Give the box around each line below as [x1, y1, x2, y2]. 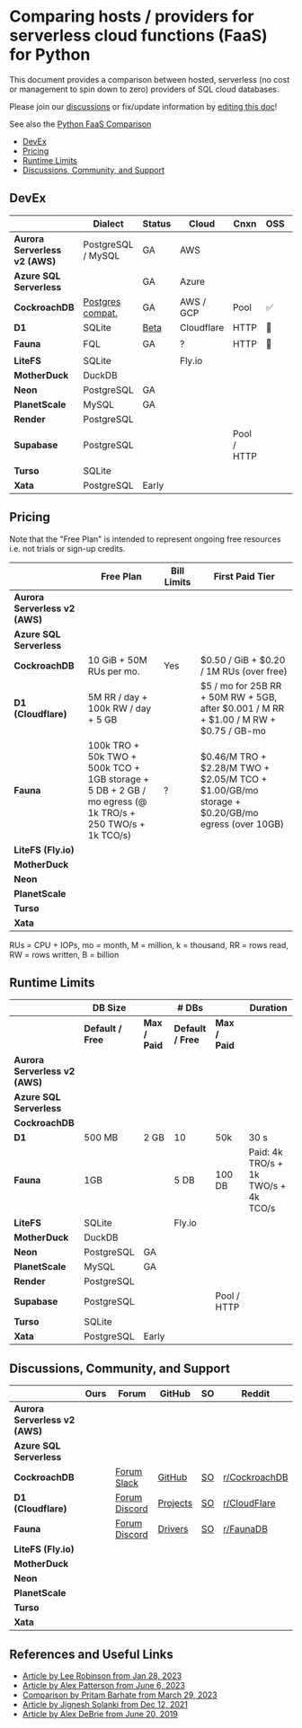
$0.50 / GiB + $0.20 [200, 653, 286, 666]
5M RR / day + [87, 690, 148, 703]
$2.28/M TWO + [200, 761, 271, 774]
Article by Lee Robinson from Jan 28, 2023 [22, 1670, 182, 1681]
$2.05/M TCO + [200, 773, 268, 785]
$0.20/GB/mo [200, 806, 259, 819]
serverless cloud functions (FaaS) [9, 25, 268, 46]
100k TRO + [87, 739, 140, 751]
